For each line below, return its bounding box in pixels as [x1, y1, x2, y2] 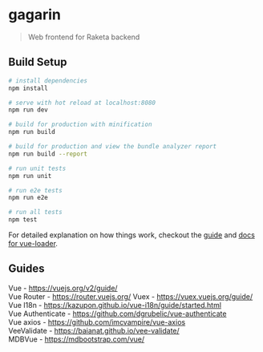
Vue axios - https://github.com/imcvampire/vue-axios [8, 317, 186, 326]
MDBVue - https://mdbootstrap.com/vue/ [8, 334, 145, 344]
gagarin [8, 6, 62, 24]
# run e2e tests [8, 186, 63, 194]
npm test [8, 216, 38, 224]
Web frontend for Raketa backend [27, 32, 140, 42]
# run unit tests [8, 164, 67, 172]
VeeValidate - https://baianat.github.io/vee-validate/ [8, 326, 180, 335]
